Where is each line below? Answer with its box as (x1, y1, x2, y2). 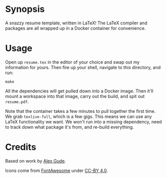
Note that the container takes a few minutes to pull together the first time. (5, 108, 156, 114)
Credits (5, 142, 36, 153)
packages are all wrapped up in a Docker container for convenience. (5, 25, 146, 31)
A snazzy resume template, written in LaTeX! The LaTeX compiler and (5, 20, 148, 26)
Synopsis (5, 3, 45, 15)
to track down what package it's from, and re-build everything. (5, 124, 134, 130)
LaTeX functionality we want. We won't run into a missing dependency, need (5, 118, 162, 125)
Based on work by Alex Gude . (5, 158, 66, 164)
